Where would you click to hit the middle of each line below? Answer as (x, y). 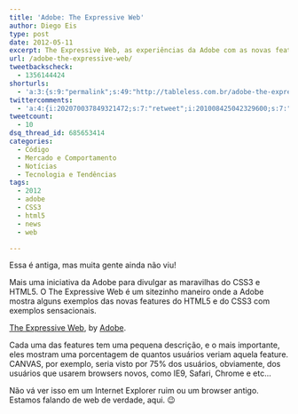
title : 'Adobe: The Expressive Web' (77, 17)
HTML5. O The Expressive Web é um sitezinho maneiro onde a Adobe (137, 292)
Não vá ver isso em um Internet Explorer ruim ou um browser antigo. (134, 391)
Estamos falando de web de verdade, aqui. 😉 (92, 400)
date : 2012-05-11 (41, 42)
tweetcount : (31, 116)
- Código (33, 149)
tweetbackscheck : (41, 68)
